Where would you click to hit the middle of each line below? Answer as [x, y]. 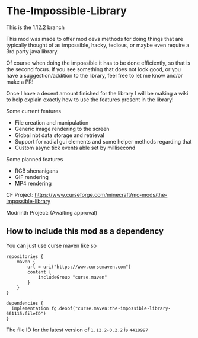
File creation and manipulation [52, 122]
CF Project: [20, 194]
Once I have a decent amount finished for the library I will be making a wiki [97, 93]
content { [39, 272]
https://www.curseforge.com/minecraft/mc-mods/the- [101, 194]
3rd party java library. [32, 51]
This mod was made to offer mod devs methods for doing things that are [95, 39]
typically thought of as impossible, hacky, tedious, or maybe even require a [98, 45]
